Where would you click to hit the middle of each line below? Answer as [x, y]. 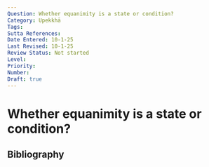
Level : [17, 60]
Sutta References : [34, 33]
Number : [19, 72]
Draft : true [25, 79]
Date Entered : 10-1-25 [40, 40]
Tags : [15, 27]
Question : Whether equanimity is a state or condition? [90, 14]
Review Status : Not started [48, 53]
